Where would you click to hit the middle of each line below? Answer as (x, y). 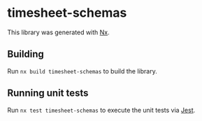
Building (26, 54)
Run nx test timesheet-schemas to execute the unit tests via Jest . (101, 110)
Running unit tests (48, 93)
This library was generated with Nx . (58, 32)
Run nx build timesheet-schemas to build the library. (82, 71)
